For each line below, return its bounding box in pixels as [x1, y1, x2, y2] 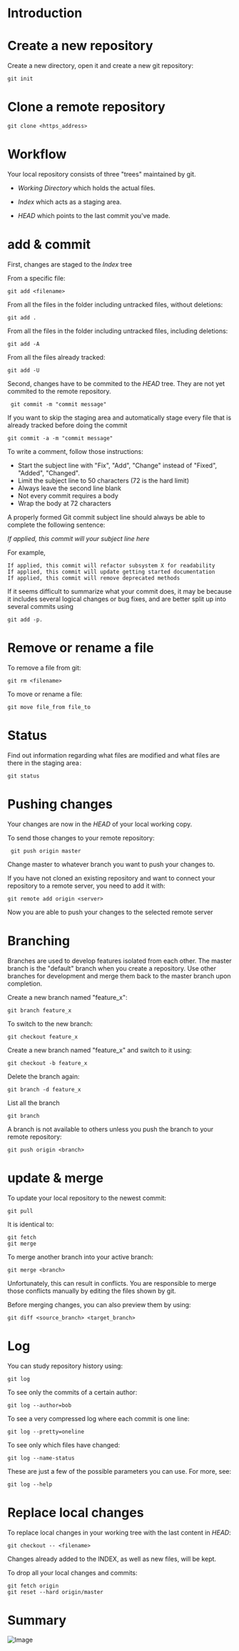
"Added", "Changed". [17, 468, 80, 477]
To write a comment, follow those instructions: [7, 447, 144, 455]
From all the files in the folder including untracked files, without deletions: [7, 300, 223, 309]
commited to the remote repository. [7, 387, 112, 395]
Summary [7, 1612, 66, 1628]
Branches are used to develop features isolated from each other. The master [7, 956, 232, 965]
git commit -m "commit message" [10, 400, 107, 408]
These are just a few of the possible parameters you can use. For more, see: [7, 1467, 232, 1475]
